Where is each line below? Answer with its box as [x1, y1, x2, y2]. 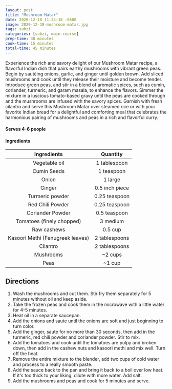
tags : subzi [5, 27, 31, 32]
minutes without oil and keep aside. [12, 296, 88, 302]
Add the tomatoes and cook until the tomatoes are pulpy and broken [12, 340, 157, 346]
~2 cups [101, 251, 122, 258]
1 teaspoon [98, 168, 126, 175]
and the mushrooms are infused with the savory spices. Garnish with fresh [5, 98, 162, 104]
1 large [103, 176, 121, 183]
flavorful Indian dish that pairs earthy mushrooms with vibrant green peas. [5, 65, 162, 71]
